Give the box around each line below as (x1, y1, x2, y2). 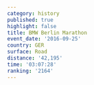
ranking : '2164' (7, 67, 54, 74)
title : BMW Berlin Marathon (7, 29, 88, 36)
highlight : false (7, 23, 57, 29)
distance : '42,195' (7, 55, 63, 62)
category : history (7, 10, 60, 17)
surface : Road (7, 49, 48, 56)
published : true (7, 16, 54, 23)
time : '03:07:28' (7, 61, 57, 68)
